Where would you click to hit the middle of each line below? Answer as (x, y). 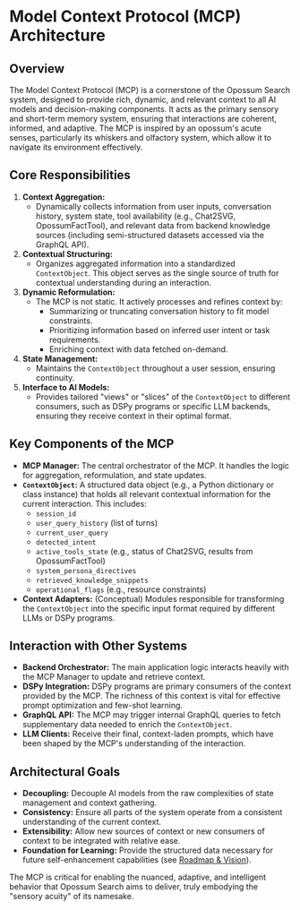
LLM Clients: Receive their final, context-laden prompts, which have (148, 734)
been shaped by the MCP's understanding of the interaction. (134, 743)
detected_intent (66, 542)
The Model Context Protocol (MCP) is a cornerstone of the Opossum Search (150, 90)
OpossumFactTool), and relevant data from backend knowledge (153, 225)
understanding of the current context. (91, 822)
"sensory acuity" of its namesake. (72, 897)
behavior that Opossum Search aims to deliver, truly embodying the (133, 887)
